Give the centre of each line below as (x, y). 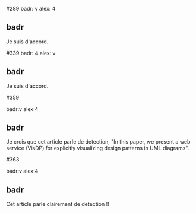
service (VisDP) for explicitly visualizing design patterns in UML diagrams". (98, 148)
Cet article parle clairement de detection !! (58, 204)
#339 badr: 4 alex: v (31, 53)
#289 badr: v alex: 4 (31, 9)
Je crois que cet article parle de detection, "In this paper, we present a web (98, 142)
